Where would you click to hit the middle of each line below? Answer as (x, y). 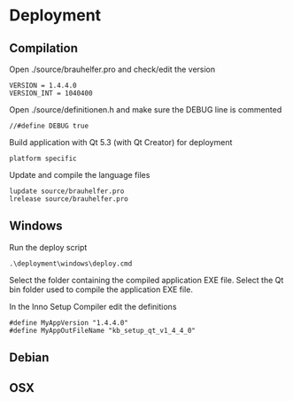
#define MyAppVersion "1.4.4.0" (69, 323)
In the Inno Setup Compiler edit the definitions (93, 306)
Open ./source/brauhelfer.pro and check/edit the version (112, 69)
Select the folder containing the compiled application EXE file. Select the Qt (146, 280)
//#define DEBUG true (49, 126)
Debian (29, 358)
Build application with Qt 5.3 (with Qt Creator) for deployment (121, 142)
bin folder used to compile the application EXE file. (101, 289)
